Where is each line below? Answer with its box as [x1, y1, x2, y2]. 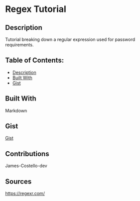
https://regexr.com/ [5, 191, 45, 197]
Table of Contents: [5, 56, 64, 65]
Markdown [5, 107, 27, 113]
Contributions [5, 149, 49, 158]
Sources [5, 177, 32, 186]
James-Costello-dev [5, 163, 47, 169]
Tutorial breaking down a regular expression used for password [5, 36, 136, 42]
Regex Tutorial [5, 3, 66, 15]
